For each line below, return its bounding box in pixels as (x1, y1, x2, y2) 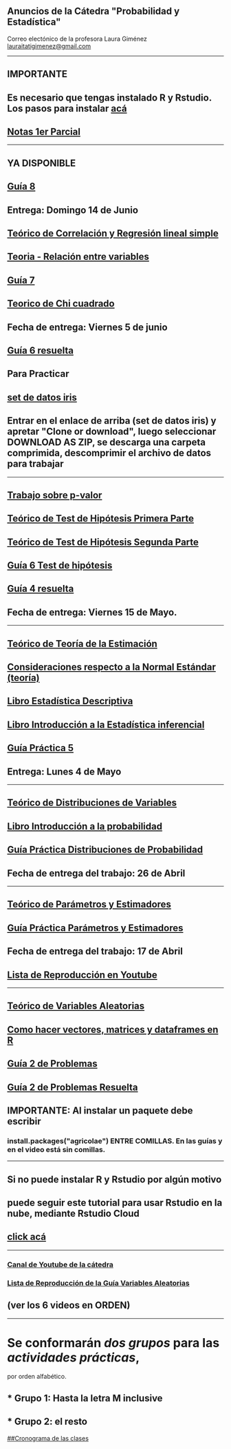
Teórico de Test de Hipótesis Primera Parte (7, 513, 195, 524)
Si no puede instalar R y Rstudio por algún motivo (7, 1173, 222, 1185)
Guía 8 (7, 181, 36, 192)
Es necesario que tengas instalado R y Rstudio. (7, 92, 212, 103)
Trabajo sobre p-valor (7, 489, 102, 501)
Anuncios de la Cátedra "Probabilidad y (7, 6, 180, 17)
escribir (7, 1116, 41, 1127)
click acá (7, 1231, 47, 1243)
